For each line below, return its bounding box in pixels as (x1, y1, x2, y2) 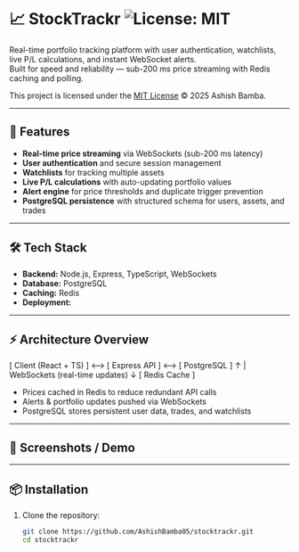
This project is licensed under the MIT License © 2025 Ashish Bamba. (9, 90, 267, 101)
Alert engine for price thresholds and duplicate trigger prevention (21, 185, 264, 196)
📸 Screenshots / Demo (9, 440, 135, 455)
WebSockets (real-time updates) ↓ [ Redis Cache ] (9, 369, 196, 381)
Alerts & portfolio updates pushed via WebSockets (21, 396, 207, 408)
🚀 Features (9, 124, 70, 140)
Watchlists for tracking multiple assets (21, 167, 165, 177)
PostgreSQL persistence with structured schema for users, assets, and (21, 195, 285, 206)
